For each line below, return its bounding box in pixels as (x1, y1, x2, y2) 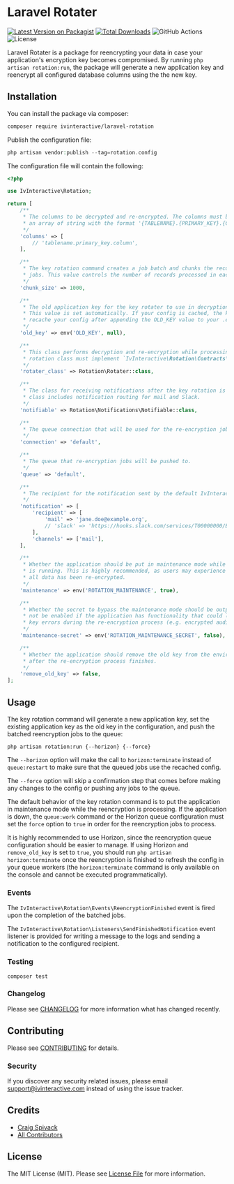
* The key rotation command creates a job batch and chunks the (22, 265, 214, 272)
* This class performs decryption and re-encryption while (22, 349, 198, 356)
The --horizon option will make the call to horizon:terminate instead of (7, 755, 212, 763)
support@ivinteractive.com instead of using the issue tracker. (7, 1084, 184, 1092)
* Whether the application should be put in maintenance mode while (22, 561, 226, 568)
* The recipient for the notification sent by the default (22, 490, 198, 497)
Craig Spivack (17, 1123, 58, 1132)
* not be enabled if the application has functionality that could (22, 613, 223, 620)
